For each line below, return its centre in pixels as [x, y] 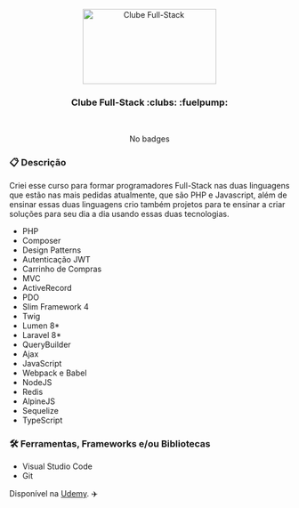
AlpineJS [39, 401]
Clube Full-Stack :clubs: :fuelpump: [149, 102]
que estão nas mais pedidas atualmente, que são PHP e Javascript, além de [148, 195]
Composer [41, 240]
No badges [149, 139]
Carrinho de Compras [62, 269]
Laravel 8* [42, 335]
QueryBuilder [46, 344]
